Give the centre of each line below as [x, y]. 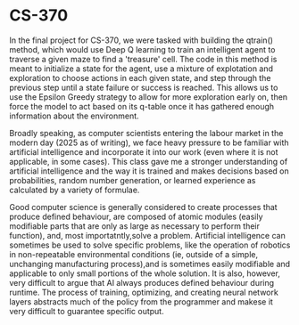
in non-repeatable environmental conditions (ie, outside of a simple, [134, 254]
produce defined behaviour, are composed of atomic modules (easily [136, 216]
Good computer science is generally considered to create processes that [144, 207]
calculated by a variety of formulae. [75, 190]
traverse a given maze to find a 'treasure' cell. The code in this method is [143, 59]
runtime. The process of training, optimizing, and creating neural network [144, 292]
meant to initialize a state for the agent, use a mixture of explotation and [141, 69]
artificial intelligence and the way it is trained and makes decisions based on [149, 171]
